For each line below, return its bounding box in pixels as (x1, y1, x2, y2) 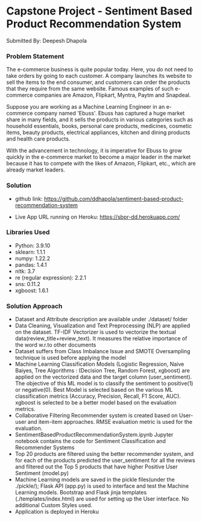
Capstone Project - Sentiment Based (6, 4, 193, 18)
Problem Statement (6, 52, 65, 60)
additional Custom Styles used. (14, 502, 93, 509)
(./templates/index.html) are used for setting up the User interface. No (14, 495, 189, 502)
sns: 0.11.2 (14, 280, 41, 287)
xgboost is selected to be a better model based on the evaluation (14, 399, 177, 406)
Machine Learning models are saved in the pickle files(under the (14, 476, 175, 484)
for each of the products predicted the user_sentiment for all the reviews (14, 457, 195, 464)
